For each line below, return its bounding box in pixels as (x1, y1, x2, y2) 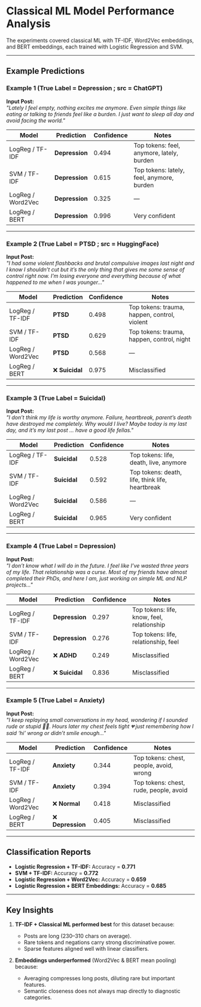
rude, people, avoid (133, 786, 188, 794)
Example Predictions (6, 66, 85, 76)
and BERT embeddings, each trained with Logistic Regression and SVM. (6, 43, 184, 50)
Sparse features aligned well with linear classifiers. (23, 945, 150, 952)
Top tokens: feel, (133, 141, 181, 149)
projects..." (6, 581, 33, 588)
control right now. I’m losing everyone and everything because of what (6, 272, 181, 279)
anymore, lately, (133, 149, 178, 157)
